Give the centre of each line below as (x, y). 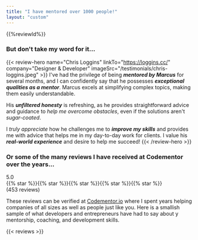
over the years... (30, 164)
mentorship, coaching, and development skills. (63, 220)
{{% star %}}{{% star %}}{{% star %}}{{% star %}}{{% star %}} (84, 183)
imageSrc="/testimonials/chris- (129, 68)
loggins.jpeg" (22, 74)
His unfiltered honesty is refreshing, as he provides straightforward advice (98, 105)
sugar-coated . (24, 117)
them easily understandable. (41, 93)
